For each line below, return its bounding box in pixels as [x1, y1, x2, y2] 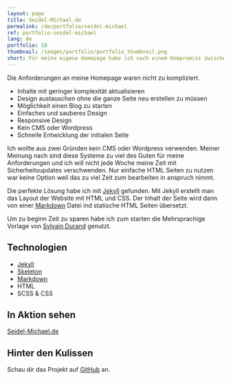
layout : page [7, 10, 45, 17]
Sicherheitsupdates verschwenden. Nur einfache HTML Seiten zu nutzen [7, 166, 214, 174]
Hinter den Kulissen [7, 347, 93, 359]
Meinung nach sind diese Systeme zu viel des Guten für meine [7, 151, 184, 159]
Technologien [7, 242, 67, 254]
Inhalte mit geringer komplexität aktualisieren [16, 87, 145, 95]
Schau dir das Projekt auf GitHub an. [7, 366, 111, 374]
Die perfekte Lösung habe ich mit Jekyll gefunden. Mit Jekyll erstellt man [7, 186, 214, 194]
